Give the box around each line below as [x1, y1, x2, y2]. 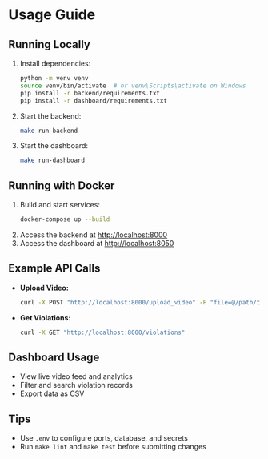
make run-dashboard [19, 156, 86, 165]
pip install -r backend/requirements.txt [19, 89, 161, 97]
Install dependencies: [19, 58, 91, 68]
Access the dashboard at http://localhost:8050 [19, 238, 174, 248]
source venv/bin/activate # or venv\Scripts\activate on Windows [19, 82, 246, 90]
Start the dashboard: [19, 141, 88, 151]
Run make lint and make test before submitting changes [19, 442, 206, 452]
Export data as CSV [19, 389, 85, 398]
